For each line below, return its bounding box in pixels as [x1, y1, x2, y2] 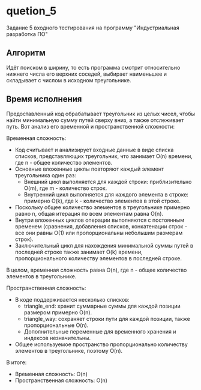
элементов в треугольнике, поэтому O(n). [14, 347, 123, 354]
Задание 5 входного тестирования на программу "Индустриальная [6, 24, 179, 31]
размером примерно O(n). [23, 308, 92, 316]
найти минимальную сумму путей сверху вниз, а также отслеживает [6, 116, 184, 124]
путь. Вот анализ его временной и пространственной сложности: [6, 123, 175, 130]
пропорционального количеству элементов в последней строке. [14, 254, 182, 262]
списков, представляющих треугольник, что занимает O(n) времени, [14, 152, 193, 160]
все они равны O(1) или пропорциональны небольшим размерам [14, 229, 183, 236]
